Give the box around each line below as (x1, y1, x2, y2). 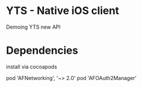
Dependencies (6, 44, 78, 57)
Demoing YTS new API (6, 23, 61, 30)
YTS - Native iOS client (6, 4, 120, 18)
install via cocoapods (6, 63, 57, 70)
